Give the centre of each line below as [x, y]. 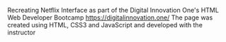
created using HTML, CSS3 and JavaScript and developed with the [105, 25]
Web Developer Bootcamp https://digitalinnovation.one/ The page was [110, 17]
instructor [22, 32]
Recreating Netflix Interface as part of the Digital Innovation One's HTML [113, 10]
